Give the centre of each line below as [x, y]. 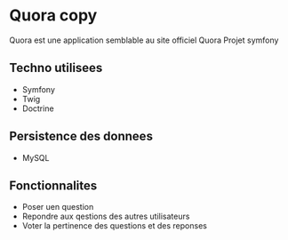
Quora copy [53, 16]
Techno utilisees [56, 68]
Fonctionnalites [53, 185]
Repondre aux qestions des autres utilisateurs [106, 216]
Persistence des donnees [81, 136]
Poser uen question [58, 207]
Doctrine [38, 108]
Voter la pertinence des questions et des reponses [114, 226]
